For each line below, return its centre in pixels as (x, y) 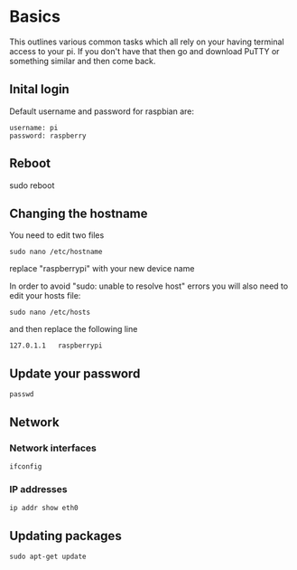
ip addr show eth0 (44, 508)
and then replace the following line (74, 329)
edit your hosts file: (45, 296)
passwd (22, 394)
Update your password (75, 373)
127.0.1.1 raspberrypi (56, 346)
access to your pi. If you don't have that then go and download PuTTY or (144, 51)
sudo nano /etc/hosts (50, 313)
